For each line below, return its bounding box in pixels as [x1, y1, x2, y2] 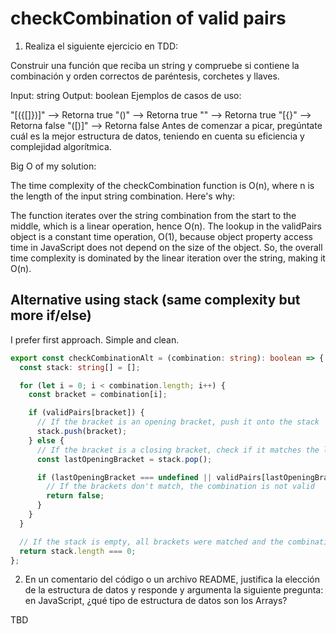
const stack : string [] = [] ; [19, 362, 141, 372]
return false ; [46, 491, 105, 501]
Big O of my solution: [10, 160, 97, 172]
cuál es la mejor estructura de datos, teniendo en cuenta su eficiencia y [10, 130, 305, 142]
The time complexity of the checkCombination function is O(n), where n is [10, 179, 315, 191]
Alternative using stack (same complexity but [10, 292, 301, 309]
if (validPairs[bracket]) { [28, 408, 145, 418]
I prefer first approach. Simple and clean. [10, 333, 180, 346]
